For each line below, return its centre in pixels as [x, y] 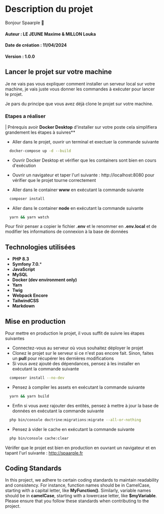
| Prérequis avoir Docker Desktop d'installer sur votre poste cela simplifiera [81, 127]
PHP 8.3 [21, 259]
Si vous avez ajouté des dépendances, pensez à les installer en [76, 364]
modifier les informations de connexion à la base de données [67, 231]
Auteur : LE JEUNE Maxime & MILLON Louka [51, 34]
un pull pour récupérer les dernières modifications [63, 358]
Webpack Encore [30, 295]
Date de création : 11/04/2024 [36, 45]
